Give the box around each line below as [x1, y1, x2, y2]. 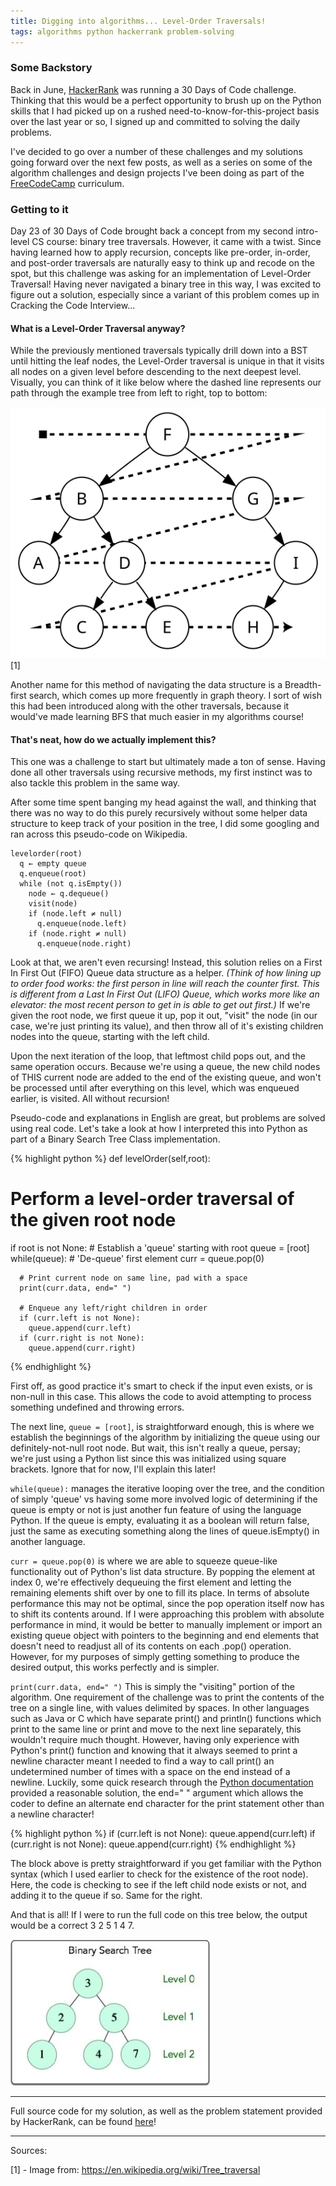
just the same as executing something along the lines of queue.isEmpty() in [10, 1525, 320, 1537]
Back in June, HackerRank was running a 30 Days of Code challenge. [10, 83, 297, 95]
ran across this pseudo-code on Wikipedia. [10, 828, 188, 840]
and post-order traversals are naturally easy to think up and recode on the [10, 257, 315, 269]
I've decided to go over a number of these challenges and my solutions [10, 145, 303, 157]
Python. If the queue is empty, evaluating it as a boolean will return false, [10, 1515, 310, 1527]
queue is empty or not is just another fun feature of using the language [10, 1504, 302, 1516]
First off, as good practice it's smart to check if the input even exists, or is [10, 1380, 313, 1392]
